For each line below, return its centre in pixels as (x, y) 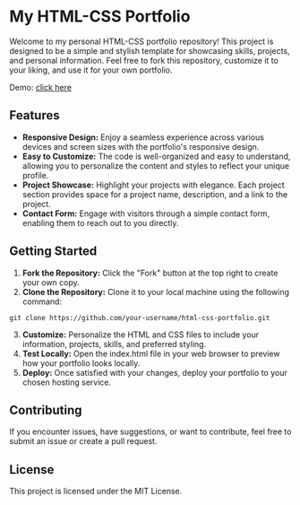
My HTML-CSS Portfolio (100, 17)
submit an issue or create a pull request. (83, 441)
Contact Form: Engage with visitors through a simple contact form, (146, 213)
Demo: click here (40, 87)
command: (42, 301)
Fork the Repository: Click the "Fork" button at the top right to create (150, 273)
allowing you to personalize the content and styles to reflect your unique (155, 165)
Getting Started (53, 252)
